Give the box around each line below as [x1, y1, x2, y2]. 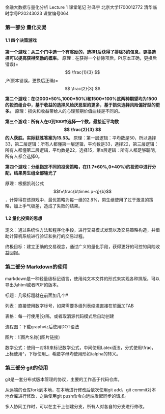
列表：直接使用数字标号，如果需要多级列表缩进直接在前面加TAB [5, 303, 134, 309]
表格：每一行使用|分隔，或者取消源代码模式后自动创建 [5, 313, 114, 319]
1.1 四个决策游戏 [5, 37, 37, 43]
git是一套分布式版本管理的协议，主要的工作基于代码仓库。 [5, 376, 122, 382]
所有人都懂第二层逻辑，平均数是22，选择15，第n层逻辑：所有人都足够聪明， [5, 147, 160, 153]
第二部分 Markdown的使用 [5, 263, 68, 270]
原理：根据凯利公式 [5, 180, 44, 186]
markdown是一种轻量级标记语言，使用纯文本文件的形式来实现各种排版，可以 [5, 276, 160, 281]
